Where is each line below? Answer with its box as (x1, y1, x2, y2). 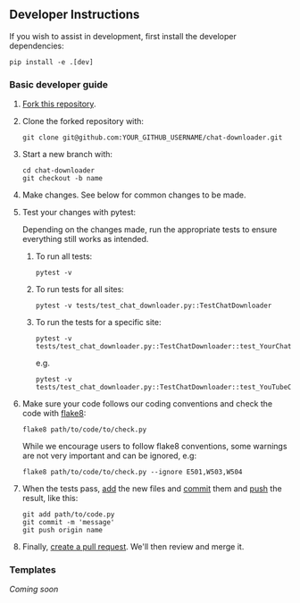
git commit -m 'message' (21, 518, 115, 527)
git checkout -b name (21, 174, 103, 183)
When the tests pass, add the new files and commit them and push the (21, 483, 283, 494)
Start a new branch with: (21, 149, 113, 160)
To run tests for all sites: (35, 284, 125, 295)
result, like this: (21, 493, 79, 504)
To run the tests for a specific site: (35, 317, 162, 328)
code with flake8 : (21, 408, 87, 419)
